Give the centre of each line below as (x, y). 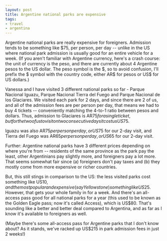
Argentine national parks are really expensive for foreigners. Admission (78, 42)
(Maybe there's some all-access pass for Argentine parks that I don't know (82, 224)
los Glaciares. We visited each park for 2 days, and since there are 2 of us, (82, 100)
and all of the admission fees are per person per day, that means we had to (82, 105)
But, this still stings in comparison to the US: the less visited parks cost (78, 177)
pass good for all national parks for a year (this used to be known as (91, 198)
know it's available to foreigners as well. (46, 214)
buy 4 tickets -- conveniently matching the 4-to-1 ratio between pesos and (82, 111)
